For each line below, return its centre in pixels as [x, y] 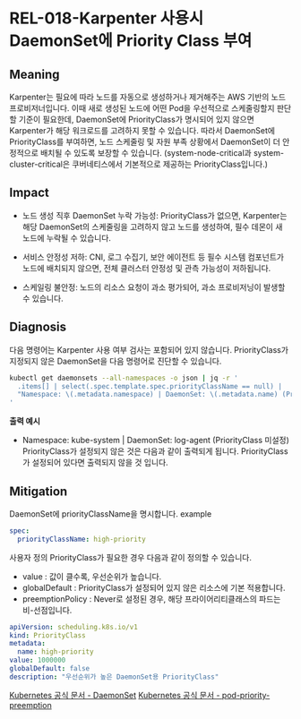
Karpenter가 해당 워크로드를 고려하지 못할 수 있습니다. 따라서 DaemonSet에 [142, 130]
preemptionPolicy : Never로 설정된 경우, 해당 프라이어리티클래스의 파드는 [151, 599]
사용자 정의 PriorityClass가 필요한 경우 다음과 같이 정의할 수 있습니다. [131, 557]
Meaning [34, 74]
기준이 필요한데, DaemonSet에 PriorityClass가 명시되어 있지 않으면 [137, 119]
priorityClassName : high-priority [82, 539]
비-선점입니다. [47, 610]
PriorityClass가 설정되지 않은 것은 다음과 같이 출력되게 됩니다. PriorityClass [155, 451]
